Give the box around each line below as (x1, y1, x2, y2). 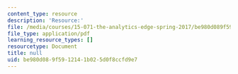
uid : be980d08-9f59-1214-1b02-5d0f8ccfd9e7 (7, 56, 138, 63)
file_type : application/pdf (7, 30, 91, 37)
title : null (7, 50, 42, 57)
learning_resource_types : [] (7, 37, 93, 44)
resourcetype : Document (7, 43, 78, 50)
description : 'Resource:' (7, 17, 84, 24)
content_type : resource (7, 10, 78, 18)
